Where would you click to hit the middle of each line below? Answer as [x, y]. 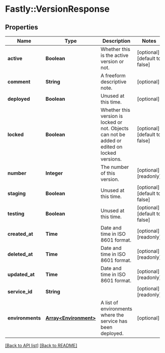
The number [115, 167]
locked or [111, 122]
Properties [22, 27]
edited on [111, 147]
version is [112, 116]
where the [112, 315]
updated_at [21, 274]
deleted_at [20, 254]
